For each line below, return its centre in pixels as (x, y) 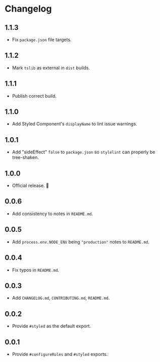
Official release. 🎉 (30, 186)
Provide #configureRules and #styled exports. (60, 354)
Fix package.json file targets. (42, 39)
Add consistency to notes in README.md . (52, 214)
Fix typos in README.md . (36, 270)
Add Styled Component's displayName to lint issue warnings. (74, 124)
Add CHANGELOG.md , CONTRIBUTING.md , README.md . (61, 298)
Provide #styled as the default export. (51, 326)
